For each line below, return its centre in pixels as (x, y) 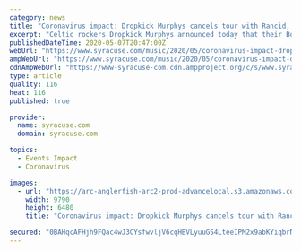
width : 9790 (47, 199)
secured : (26, 233)
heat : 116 (28, 92)
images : (24, 183)
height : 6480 (50, 208)
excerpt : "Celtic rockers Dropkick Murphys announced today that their (146, 34)
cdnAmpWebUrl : (36, 68)
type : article (36, 76)
